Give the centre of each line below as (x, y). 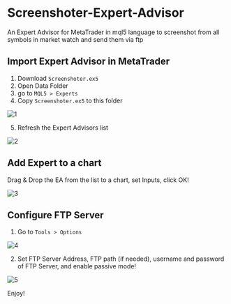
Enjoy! (16, 294)
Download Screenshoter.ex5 (58, 78)
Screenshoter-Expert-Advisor (96, 13)
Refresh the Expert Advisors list (63, 128)
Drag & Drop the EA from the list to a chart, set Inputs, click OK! (98, 180)
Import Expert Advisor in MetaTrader (89, 62)
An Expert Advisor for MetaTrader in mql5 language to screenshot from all (113, 32)
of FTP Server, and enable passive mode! (77, 266)
